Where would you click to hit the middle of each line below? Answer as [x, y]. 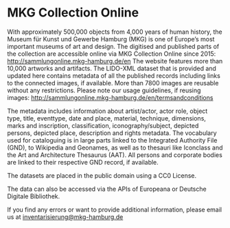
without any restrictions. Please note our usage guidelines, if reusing [104, 90]
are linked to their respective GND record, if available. [83, 162]
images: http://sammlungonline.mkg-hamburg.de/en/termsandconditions [110, 97]
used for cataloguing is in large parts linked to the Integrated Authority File [112, 140]
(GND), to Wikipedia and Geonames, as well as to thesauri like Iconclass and [115, 147]
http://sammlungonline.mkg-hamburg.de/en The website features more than [115, 61]
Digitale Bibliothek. [34, 196]
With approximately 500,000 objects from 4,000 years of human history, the [115, 32]
